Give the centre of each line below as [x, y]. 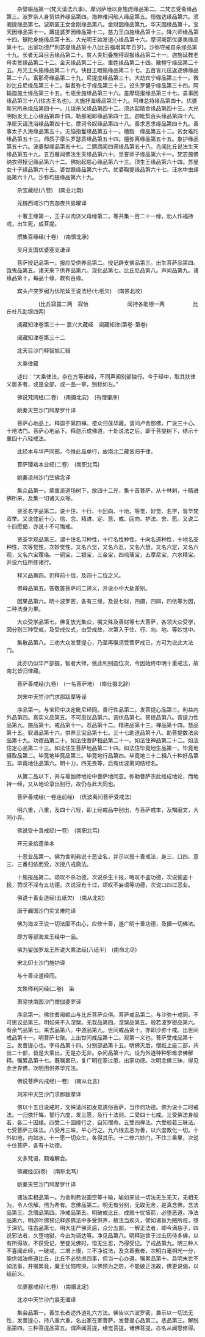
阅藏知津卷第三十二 [41, 337]
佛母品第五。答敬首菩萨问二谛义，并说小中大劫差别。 [84, 588]
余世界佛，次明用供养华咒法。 [44, 1068]
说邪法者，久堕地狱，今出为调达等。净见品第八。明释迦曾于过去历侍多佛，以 [103, 1236]
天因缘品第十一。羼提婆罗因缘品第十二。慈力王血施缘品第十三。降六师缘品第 [103, 32]
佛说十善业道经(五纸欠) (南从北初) [61, 898]
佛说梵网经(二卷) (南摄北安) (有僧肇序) [68, 397]
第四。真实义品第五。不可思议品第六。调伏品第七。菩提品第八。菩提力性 [108, 717]
